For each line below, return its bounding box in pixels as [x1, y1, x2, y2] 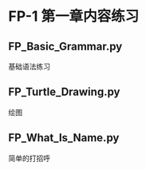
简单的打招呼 [8, 153, 50, 163]
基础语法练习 [8, 61, 50, 71]
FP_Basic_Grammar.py [8, 39, 123, 53]
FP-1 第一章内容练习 [8, 7, 140, 26]
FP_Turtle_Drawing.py [8, 85, 120, 99]
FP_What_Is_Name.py [8, 131, 120, 144]
